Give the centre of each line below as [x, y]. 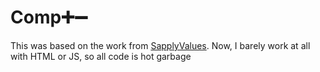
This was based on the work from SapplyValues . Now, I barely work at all [160, 45]
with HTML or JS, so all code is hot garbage [101, 56]
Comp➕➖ [49, 17]
